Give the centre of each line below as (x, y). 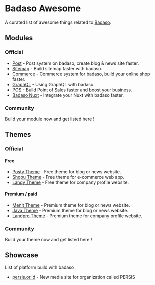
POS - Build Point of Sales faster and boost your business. (72, 90)
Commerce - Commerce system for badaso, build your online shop (81, 74)
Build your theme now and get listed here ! (49, 239)
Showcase (22, 255)
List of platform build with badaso (40, 267)
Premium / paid (21, 194)
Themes (18, 135)
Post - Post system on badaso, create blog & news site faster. (76, 63)
